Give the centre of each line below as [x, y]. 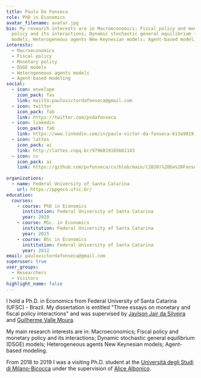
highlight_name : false [34, 284]
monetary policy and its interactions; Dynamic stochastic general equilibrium [100, 337]
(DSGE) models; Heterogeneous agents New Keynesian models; [85, 344]
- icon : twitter [32, 106]
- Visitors [25, 278]
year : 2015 [36, 233]
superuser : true [26, 262]
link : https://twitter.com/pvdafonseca [67, 117]
